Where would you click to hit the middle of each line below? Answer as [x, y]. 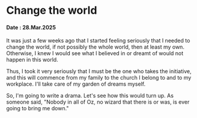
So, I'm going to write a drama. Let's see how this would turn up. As [90, 96]
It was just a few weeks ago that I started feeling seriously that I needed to [98, 41]
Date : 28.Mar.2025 [31, 27]
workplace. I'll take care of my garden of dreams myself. [76, 84]
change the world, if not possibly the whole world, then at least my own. [95, 47]
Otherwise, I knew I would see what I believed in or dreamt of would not [95, 53]
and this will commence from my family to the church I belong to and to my [99, 78]
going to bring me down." [38, 108]
